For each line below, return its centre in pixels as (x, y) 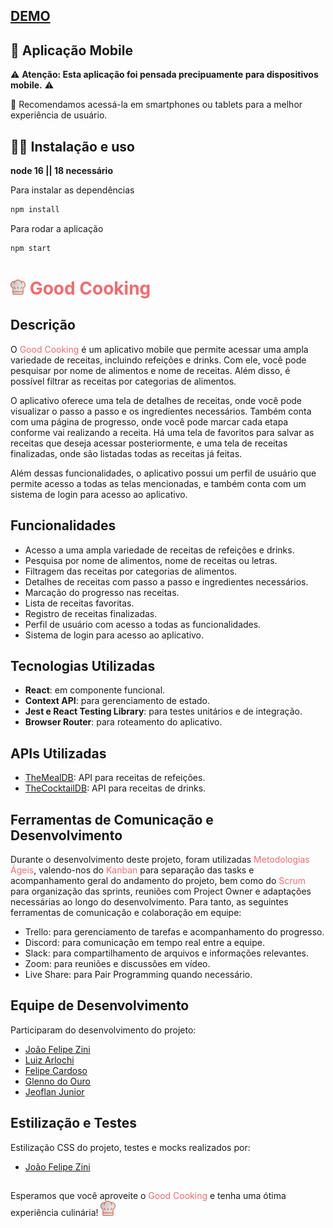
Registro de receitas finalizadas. (91, 613)
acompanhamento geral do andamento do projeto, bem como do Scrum (158, 881)
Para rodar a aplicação (57, 228)
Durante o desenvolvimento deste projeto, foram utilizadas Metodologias (160, 860)
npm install (35, 210)
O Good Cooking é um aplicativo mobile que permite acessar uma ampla (159, 349)
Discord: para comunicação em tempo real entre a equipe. (144, 943)
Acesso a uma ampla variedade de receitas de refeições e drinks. (159, 550)
